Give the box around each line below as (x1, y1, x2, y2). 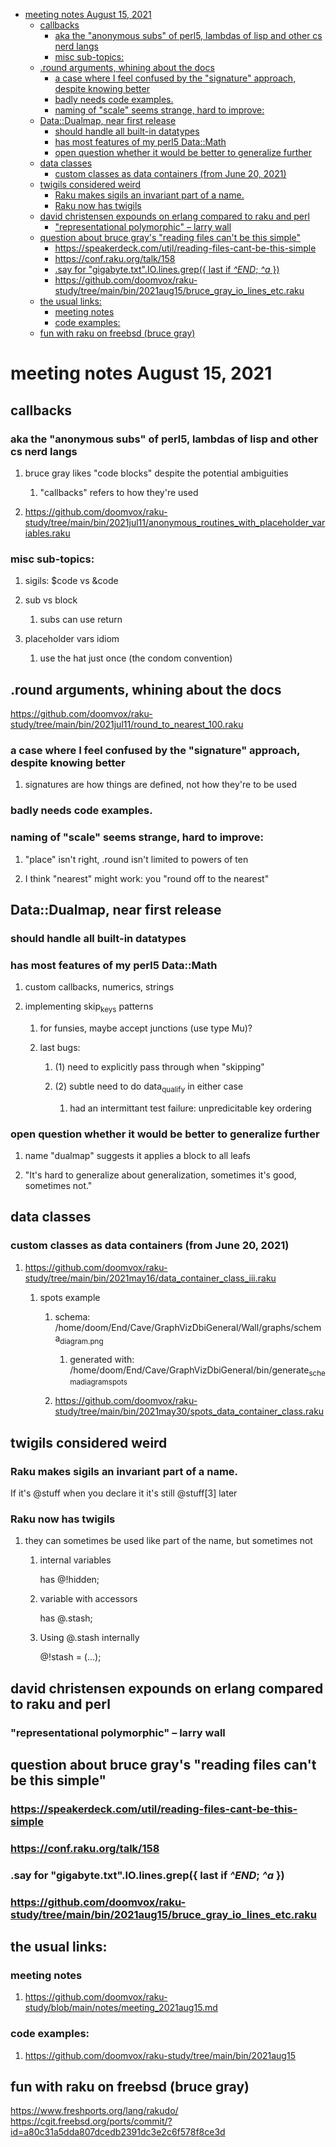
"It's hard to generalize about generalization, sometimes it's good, (24, 1169, 297, 1181)
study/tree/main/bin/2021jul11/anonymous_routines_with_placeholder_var (24, 516, 326, 528)
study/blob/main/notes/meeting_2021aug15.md (24, 2002, 218, 2014)
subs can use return (39, 614, 123, 626)
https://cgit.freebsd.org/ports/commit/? (10, 2115, 173, 2128)
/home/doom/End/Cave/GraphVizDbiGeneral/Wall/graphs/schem (54, 1321, 322, 1333)
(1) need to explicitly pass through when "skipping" (54, 1060, 265, 1073)
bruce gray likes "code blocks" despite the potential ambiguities (24, 467, 289, 479)
